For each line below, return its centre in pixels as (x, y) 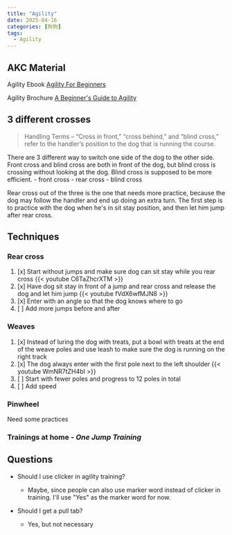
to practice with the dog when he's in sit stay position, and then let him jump (116, 207)
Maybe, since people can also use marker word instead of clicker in (124, 490)
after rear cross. (30, 215)
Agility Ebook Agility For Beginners (56, 84)
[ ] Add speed (37, 386)
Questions (30, 460)
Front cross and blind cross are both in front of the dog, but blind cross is (111, 165)
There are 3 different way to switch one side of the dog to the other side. (111, 157)
